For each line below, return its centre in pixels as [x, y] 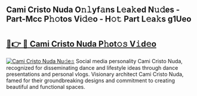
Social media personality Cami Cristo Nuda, [129, 61]
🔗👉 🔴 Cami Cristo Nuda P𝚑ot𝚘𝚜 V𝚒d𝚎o [81, 44]
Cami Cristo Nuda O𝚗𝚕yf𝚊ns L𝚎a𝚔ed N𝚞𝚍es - [93, 10]
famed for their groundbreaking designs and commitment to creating [90, 80]
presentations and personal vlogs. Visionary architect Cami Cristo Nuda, [95, 74]
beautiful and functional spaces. [46, 87]
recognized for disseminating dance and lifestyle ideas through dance [92, 68]
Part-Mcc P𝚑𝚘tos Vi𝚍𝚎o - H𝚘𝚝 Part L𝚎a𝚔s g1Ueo [99, 19]
